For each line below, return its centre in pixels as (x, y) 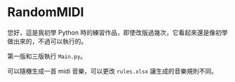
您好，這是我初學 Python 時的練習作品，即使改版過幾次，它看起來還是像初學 (117, 32)
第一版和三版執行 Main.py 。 (47, 56)
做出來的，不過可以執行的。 (47, 41)
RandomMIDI (46, 12)
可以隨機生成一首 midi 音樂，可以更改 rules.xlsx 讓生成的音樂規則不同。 (112, 71)
